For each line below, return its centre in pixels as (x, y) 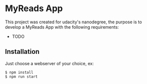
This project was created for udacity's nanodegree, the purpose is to (73, 22)
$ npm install (19, 72)
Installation (22, 52)
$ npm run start (21, 76)
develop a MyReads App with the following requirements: (62, 27)
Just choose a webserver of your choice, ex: (50, 63)
